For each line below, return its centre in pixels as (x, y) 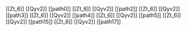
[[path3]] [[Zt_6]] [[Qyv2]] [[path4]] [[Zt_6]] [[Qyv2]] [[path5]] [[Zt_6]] (94, 15)
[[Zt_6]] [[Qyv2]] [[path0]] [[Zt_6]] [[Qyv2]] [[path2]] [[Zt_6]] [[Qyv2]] (93, 9)
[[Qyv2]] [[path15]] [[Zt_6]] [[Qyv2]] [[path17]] (64, 22)
